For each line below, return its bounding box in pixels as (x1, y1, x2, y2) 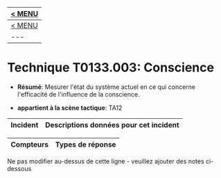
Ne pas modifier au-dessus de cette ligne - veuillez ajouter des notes (7, 156, 204, 165)
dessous (7, 164, 32, 172)
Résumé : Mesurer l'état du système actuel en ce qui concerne (17, 83, 196, 91)
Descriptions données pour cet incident (44, 120, 179, 129)
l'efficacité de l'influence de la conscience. (17, 90, 140, 98)
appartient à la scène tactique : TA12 (17, 104, 123, 112)
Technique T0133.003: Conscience (7, 60, 215, 76)
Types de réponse (55, 139, 116, 149)
